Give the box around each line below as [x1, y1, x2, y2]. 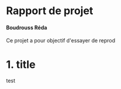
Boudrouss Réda [6, 24, 48, 31]
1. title [6, 58, 36, 71]
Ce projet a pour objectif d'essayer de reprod [6, 37, 116, 44]
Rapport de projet [6, 4, 93, 18]
